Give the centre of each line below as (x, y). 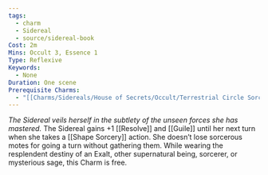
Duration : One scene (43, 82)
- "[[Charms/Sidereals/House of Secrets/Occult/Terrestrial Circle (130, 97)
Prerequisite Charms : (44, 90)
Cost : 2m (23, 46)
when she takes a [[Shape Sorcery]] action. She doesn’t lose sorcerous (126, 137)
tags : (17, 16)
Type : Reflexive (35, 61)
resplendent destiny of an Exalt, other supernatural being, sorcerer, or (123, 154)
